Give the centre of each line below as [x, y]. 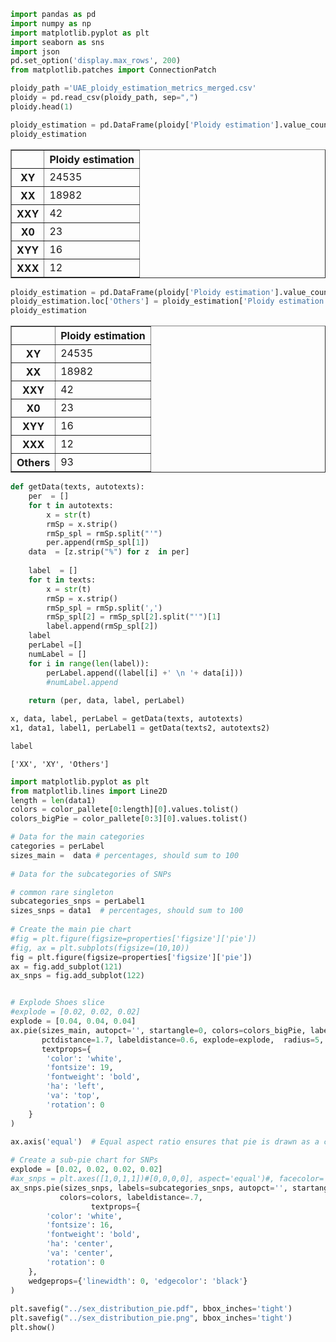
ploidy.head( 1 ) [42, 106]
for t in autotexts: [71, 505]
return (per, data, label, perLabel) [107, 701]
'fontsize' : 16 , [80, 1225]
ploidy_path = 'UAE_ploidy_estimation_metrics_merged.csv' [133, 88]
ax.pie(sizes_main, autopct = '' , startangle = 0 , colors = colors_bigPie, [158, 1030]
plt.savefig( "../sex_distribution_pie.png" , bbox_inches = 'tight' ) [151, 1318]
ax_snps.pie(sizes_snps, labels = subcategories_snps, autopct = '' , [149, 1188]
